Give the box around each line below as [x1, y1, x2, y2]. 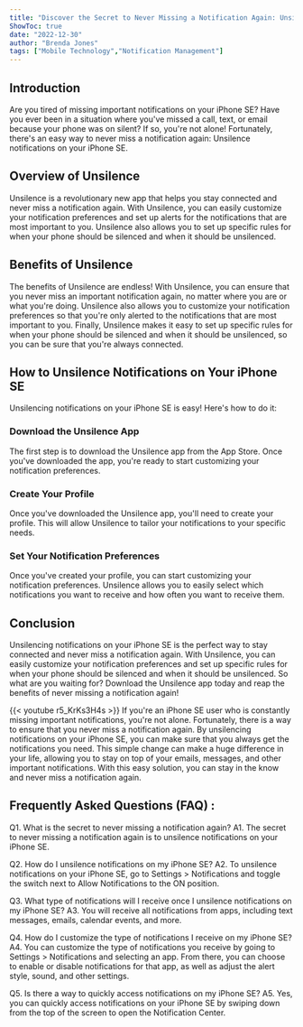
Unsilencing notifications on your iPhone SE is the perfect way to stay [9, 640, 269, 651]
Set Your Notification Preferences [9, 550, 161, 562]
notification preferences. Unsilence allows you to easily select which [9, 579, 264, 591]
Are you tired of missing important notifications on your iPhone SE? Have [9, 104, 280, 115]
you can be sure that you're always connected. [9, 338, 184, 349]
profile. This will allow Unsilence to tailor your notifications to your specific [9, 517, 286, 528]
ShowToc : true [9, 22, 63, 31]
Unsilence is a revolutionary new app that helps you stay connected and [9, 192, 278, 203]
